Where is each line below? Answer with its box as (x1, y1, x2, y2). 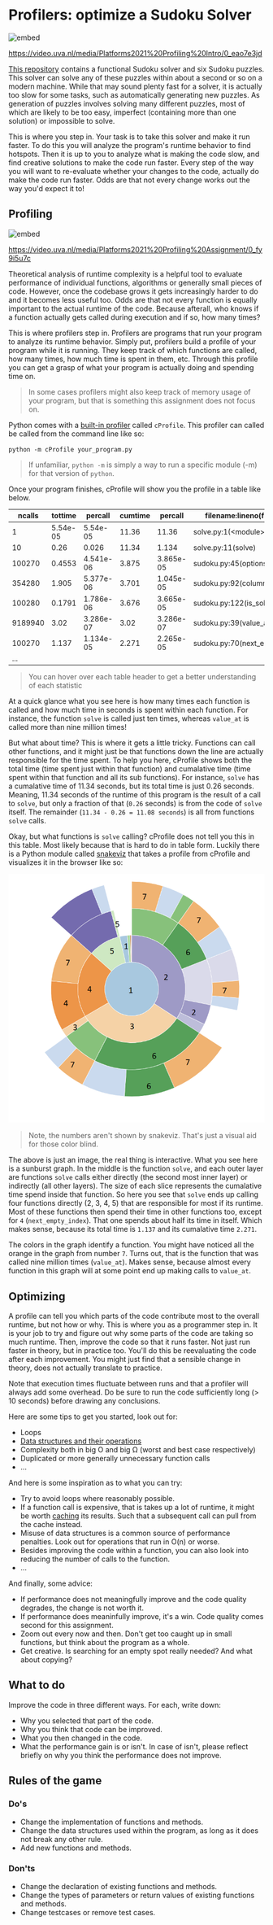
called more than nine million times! (8, 722, 128, 731)
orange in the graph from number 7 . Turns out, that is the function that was (8, 1249, 259, 1259)
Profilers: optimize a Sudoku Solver (8, 6, 252, 24)
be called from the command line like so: (8, 429, 145, 439)
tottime (51, 511, 77, 521)
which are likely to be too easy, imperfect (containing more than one (8, 107, 237, 117)
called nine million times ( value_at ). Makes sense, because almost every (8, 1257, 252, 1267)
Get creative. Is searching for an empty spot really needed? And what (19, 1646, 253, 1657)
